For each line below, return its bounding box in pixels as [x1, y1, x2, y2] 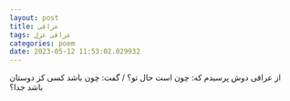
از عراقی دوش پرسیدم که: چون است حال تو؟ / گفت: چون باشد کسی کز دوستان [9, 72, 281, 83]
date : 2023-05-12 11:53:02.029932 [9, 47, 141, 56]
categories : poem [9, 38, 76, 48]
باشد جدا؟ [9, 82, 44, 93]
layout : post [9, 13, 59, 23]
